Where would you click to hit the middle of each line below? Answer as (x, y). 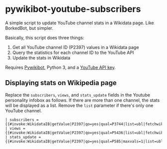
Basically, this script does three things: (45, 38)
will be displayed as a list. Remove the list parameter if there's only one (79, 105)
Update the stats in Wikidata (41, 57)
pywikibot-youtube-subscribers (73, 9)
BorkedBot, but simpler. (29, 28)
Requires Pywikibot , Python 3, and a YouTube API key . (60, 67)
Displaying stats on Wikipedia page (61, 83)
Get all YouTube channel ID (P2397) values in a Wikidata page (76, 47)
